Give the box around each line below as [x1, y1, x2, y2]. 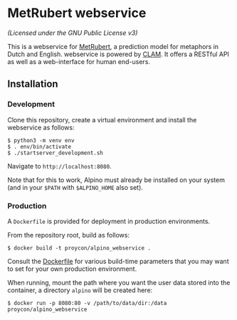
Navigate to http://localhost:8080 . [7, 161, 112, 170]
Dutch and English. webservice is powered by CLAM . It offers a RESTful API [7, 50, 230, 58]
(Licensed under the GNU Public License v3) [7, 28, 138, 37]
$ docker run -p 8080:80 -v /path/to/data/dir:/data [7, 299, 167, 306]
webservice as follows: [7, 123, 75, 132]
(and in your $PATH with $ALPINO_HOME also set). [7, 183, 144, 191]
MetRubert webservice [7, 5, 147, 21]
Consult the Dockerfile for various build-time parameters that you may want [7, 257, 229, 265]
